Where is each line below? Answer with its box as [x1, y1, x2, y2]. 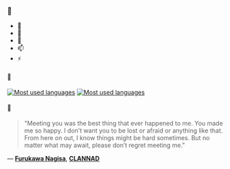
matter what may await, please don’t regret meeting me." [23, 141, 185, 149]
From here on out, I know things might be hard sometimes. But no [23, 133, 210, 142]
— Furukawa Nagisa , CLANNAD [7, 154, 100, 162]
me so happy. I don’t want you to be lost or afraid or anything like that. [23, 126, 223, 135]
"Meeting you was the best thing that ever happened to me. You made [23, 119, 224, 127]
